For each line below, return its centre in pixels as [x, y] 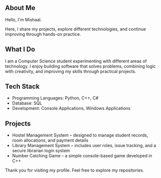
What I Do [20, 50]
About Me [20, 8]
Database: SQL [27, 103]
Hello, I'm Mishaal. [24, 19]
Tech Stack [22, 87]
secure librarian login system [41, 151]
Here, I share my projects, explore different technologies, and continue [76, 29]
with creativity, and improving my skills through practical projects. [71, 71]
